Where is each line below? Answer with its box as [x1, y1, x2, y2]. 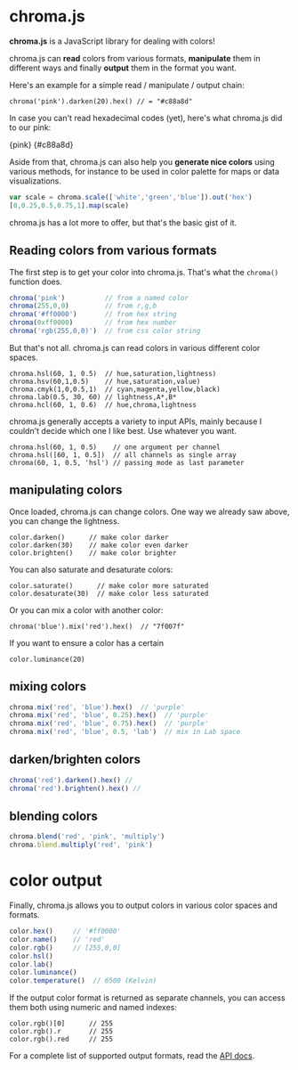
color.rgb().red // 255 [9, 1035, 114, 1044]
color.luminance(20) [9, 655, 86, 664]
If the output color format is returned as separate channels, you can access [9, 992, 286, 1003]
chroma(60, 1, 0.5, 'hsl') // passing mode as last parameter [9, 458, 245, 467]
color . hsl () [9, 952, 53, 960]
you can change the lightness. [9, 515, 120, 527]
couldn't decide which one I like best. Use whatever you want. [9, 425, 238, 436]
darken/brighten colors [9, 752, 141, 767]
